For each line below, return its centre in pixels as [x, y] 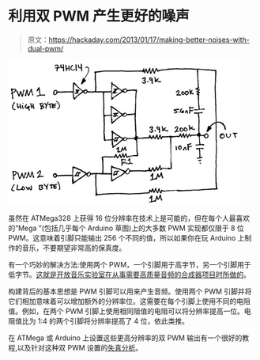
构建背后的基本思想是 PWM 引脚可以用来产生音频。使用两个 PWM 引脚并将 [130, 291]
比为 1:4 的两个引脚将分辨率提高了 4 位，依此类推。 [106, 320]
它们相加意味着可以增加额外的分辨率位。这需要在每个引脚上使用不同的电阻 [129, 301]
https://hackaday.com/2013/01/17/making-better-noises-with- [149, 40]
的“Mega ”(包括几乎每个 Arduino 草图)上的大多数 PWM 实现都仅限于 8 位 [126, 228]
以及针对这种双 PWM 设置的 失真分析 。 [80, 347]
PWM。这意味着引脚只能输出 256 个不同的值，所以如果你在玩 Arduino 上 [126, 237]
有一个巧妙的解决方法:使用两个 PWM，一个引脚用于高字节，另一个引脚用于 [130, 264]
